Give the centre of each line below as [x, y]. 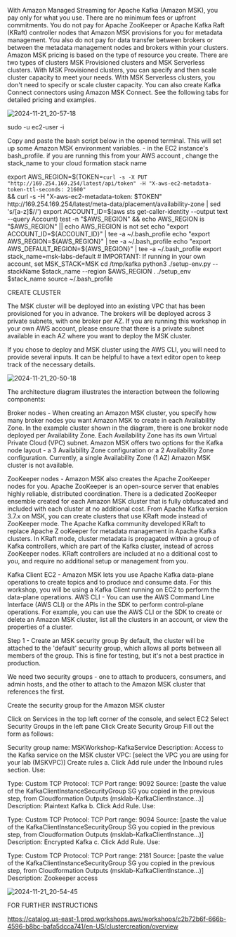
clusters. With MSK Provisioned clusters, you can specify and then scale [112, 70]
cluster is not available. [40, 465]
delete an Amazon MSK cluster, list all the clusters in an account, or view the [118, 619]
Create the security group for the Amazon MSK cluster [86, 705]
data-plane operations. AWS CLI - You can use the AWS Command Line [111, 597]
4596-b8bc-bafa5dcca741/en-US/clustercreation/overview [93, 926]
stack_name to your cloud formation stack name [77, 163]
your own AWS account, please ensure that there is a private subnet [106, 329]
